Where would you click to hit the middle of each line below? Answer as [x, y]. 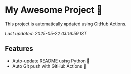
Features [19, 49]
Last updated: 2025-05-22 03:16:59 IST [46, 33]
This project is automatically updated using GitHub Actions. [66, 24]
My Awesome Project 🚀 [54, 10]
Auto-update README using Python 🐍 [51, 61]
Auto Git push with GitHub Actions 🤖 [49, 66]
